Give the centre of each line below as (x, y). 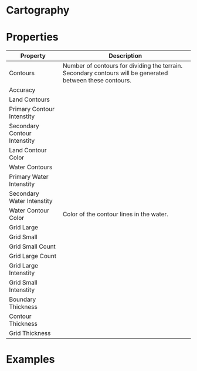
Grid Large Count (33, 256)
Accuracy (22, 90)
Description (125, 56)
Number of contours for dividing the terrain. (123, 66)
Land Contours (29, 99)
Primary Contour (32, 109)
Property (33, 56)
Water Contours (31, 167)
